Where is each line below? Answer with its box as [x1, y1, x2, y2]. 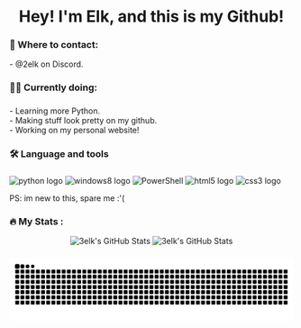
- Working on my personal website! [9, 124, 140, 136]
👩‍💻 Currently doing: [9, 81, 97, 94]
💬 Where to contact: [9, 39, 99, 51]
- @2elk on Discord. [9, 59, 84, 69]
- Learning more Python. [9, 105, 101, 116]
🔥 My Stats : [9, 215, 64, 228]
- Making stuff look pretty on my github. [9, 115, 158, 126]
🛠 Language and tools [9, 148, 110, 160]
